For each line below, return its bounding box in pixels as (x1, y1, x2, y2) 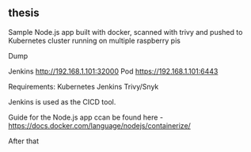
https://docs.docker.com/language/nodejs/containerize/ (8, 120, 192, 130)
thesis (8, 6, 40, 20)
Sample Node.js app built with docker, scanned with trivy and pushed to (8, 27, 243, 36)
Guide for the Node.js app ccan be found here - (8, 112, 164, 122)
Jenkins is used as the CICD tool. (8, 97, 116, 106)
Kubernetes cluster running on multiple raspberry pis (8, 36, 181, 45)
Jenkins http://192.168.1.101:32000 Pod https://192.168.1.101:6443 (8, 66, 219, 76)
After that (8, 136, 40, 146)
